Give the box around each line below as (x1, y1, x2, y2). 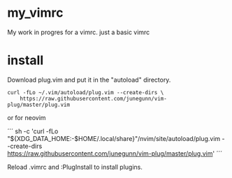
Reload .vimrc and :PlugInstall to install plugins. (7, 163, 143, 171)
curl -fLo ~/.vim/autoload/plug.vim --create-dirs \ (7, 89, 164, 96)
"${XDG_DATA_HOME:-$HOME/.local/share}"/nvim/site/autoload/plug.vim (7, 134, 221, 142)
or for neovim (7, 113, 47, 121)
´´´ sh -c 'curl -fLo (7, 127, 59, 135)
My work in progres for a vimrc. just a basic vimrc (7, 28, 150, 36)
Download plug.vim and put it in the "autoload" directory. (7, 75, 171, 84)
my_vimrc (7, 5, 64, 21)
